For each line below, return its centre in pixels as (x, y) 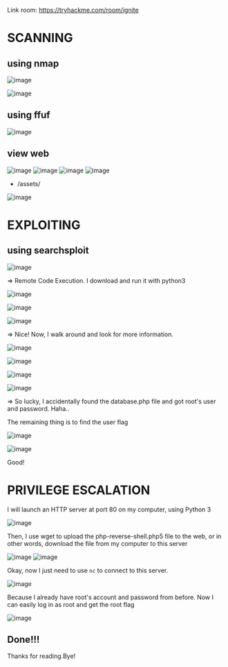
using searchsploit (48, 251)
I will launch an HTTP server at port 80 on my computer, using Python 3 (109, 509)
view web (28, 154)
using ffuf (29, 115)
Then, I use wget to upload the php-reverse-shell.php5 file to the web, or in (114, 536)
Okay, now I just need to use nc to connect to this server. (88, 570)
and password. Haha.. (38, 408)
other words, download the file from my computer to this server (97, 543)
